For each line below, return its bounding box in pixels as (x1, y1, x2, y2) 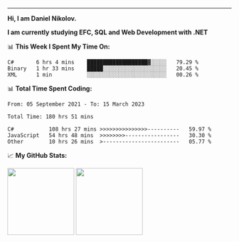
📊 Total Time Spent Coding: (7, 84, 92, 93)
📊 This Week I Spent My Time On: (7, 42, 110, 51)
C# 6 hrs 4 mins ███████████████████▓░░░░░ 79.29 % (7, 59, 199, 66)
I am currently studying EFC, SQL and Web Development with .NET (7, 28, 208, 36)
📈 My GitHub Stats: (7, 151, 68, 159)
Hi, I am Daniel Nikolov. (7, 14, 77, 22)
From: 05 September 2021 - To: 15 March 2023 (7, 101, 144, 108)
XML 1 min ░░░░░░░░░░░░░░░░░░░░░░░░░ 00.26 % (7, 71, 199, 79)
